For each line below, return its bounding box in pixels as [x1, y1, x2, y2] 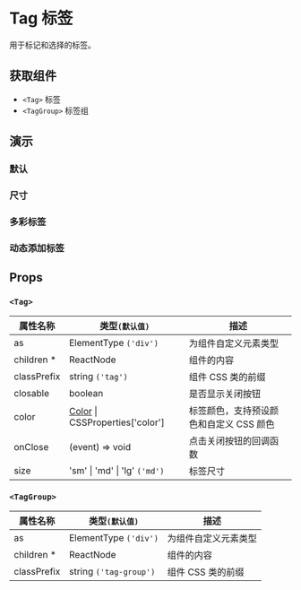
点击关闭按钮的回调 [188, 434, 271, 447]
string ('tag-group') [68, 565, 156, 577]
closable [13, 386, 50, 399]
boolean [68, 386, 104, 399]
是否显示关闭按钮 [188, 387, 262, 400]
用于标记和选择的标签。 [9, 39, 96, 50]
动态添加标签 [9, 241, 65, 254]
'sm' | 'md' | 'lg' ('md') [68, 464, 165, 476]
